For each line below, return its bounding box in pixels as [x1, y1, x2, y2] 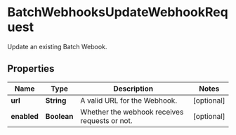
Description [113, 84, 153, 94]
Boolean [45, 111, 74, 121]
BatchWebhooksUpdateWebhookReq [7, 4, 228, 20]
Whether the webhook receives [80, 107, 184, 117]
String [45, 96, 67, 105]
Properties [7, 63, 55, 75]
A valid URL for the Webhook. [80, 96, 178, 105]
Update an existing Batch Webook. [7, 42, 107, 51]
